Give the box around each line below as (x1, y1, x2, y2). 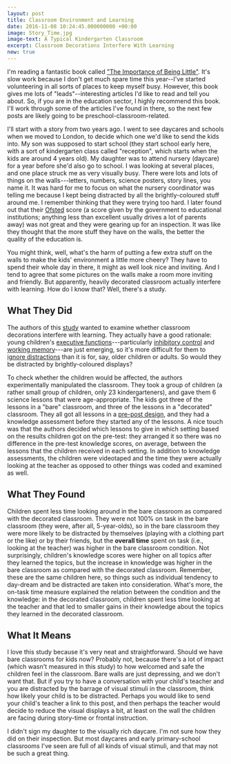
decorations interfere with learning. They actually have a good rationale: (7, 331, 212, 339)
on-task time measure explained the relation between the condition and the (7, 587, 221, 596)
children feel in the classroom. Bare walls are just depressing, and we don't (7, 670, 221, 678)
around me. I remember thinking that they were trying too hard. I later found (7, 198, 222, 206)
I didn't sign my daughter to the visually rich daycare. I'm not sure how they (7, 727, 221, 736)
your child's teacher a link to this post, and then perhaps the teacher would (7, 699, 221, 707)
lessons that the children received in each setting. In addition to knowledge (7, 447, 221, 455)
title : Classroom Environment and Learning (7, 17, 134, 23)
